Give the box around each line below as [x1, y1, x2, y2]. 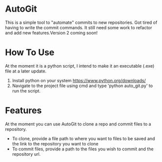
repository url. [12, 151, 41, 157]
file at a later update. [5, 68, 47, 74]
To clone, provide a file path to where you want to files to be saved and [12, 135, 155, 142]
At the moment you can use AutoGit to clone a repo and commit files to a [5, 121, 151, 127]
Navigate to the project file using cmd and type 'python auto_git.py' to [12, 83, 153, 89]
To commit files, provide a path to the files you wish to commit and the [12, 146, 154, 152]
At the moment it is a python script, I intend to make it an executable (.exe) [5, 63, 155, 69]
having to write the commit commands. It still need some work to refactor [5, 24, 152, 30]
